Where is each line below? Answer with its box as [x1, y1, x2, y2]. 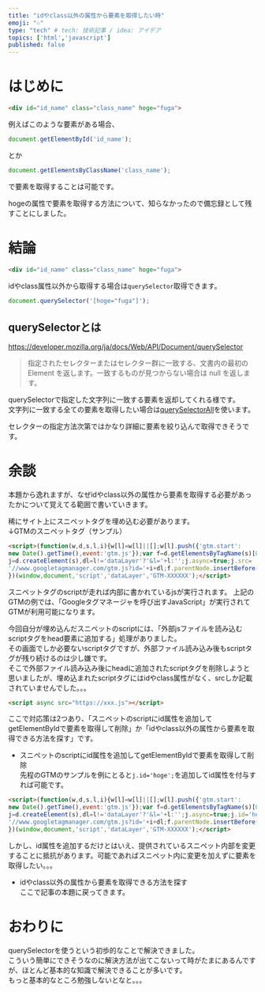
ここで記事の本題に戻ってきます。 [19, 887, 130, 896]
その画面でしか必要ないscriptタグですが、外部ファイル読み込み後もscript [8, 643, 246, 653]
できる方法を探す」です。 [14, 733, 98, 744]
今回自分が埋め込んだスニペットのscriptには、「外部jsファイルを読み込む [8, 623, 243, 633]
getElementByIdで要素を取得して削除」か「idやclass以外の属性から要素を [8, 724, 248, 733]
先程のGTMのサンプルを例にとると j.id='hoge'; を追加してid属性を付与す [19, 771, 256, 780]
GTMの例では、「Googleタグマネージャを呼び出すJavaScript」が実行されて [8, 596, 251, 606]
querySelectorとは [8, 320, 102, 334]
